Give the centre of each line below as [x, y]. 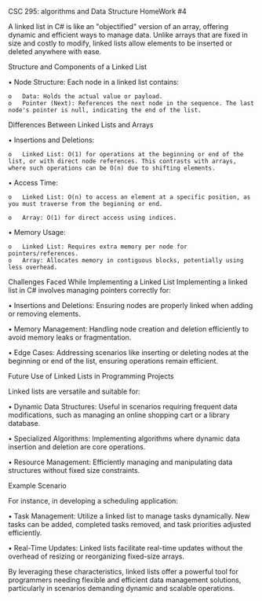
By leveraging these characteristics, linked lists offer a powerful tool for [124, 572]
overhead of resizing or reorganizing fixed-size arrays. [96, 556]
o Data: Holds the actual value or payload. [86, 97]
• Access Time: [33, 183]
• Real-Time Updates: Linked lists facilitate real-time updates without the [126, 548]
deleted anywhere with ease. [55, 51]
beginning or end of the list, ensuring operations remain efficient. [113, 361]
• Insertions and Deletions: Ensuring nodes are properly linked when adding [131, 305]
